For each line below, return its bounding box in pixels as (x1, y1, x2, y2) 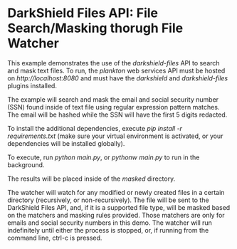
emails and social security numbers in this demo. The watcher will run (7, 218, 212, 227)
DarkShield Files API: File (7, 5, 159, 21)
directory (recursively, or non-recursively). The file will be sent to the (7, 196, 209, 204)
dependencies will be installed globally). (7, 139, 125, 147)
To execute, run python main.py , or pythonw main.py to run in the (7, 153, 200, 161)
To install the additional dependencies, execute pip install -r (7, 124, 183, 132)
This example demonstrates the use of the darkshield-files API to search (7, 58, 220, 67)
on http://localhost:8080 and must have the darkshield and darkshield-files (7, 73, 228, 83)
